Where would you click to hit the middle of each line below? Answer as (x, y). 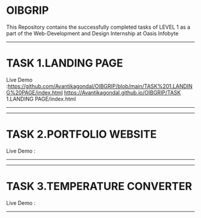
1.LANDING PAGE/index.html (41, 99)
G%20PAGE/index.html (34, 92)
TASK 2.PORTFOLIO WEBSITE (81, 134)
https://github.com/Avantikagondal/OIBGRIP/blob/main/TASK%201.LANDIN (100, 86)
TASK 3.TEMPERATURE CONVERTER (99, 186)
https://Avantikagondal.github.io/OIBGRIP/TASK (122, 92)
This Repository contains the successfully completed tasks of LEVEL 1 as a (98, 27)
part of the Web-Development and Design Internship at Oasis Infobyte (92, 33)
